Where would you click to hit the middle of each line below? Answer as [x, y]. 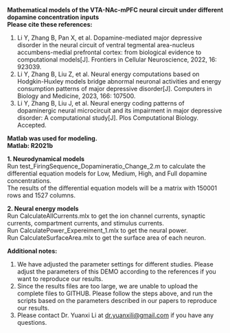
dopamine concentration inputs [53, 17]
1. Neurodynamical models [46, 159]
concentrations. [29, 181]
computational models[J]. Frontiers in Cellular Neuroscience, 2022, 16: [117, 60]
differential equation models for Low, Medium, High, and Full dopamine [107, 173]
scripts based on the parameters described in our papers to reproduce [117, 300]
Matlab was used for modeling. [52, 138]
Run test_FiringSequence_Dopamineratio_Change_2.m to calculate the [106, 166]
